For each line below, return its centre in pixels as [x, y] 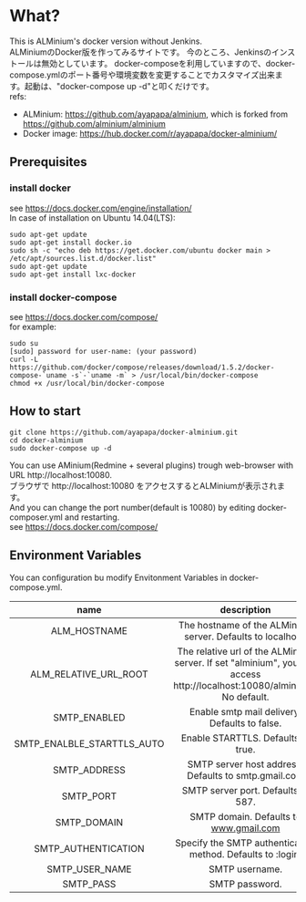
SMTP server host [226, 764]
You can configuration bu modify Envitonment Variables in [118, 577]
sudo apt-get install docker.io [71, 243]
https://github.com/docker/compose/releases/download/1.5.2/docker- [142, 367]
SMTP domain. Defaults [240, 816]
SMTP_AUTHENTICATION [89, 848]
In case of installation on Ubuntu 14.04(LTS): [92, 218]
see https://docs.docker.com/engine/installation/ [101, 208]
